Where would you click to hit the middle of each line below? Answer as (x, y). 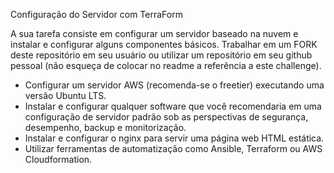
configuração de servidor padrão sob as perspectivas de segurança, (166, 117)
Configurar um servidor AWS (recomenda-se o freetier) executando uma (174, 85)
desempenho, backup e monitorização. (105, 127)
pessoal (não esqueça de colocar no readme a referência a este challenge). (166, 65)
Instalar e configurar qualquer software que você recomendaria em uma (173, 106)
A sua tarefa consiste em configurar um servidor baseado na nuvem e (154, 33)
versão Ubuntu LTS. (65, 95)
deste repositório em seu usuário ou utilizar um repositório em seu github (161, 55)
